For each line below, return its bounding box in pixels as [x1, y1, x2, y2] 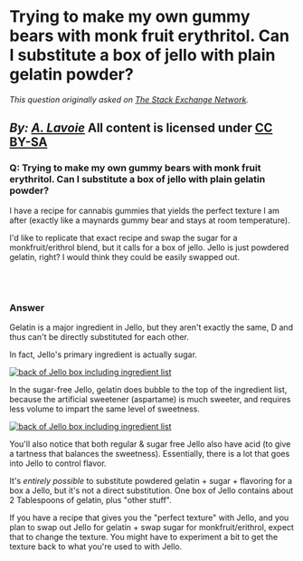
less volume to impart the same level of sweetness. [9, 403, 201, 414]
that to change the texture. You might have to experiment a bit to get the [9, 531, 279, 542]
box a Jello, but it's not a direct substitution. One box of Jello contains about [9, 485, 294, 496]
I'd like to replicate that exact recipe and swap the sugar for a [9, 232, 238, 243]
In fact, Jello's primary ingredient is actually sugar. [9, 349, 197, 360]
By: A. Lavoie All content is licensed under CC [9, 121, 273, 136]
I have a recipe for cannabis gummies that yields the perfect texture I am [9, 205, 280, 216]
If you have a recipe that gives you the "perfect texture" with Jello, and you [9, 512, 289, 523]
